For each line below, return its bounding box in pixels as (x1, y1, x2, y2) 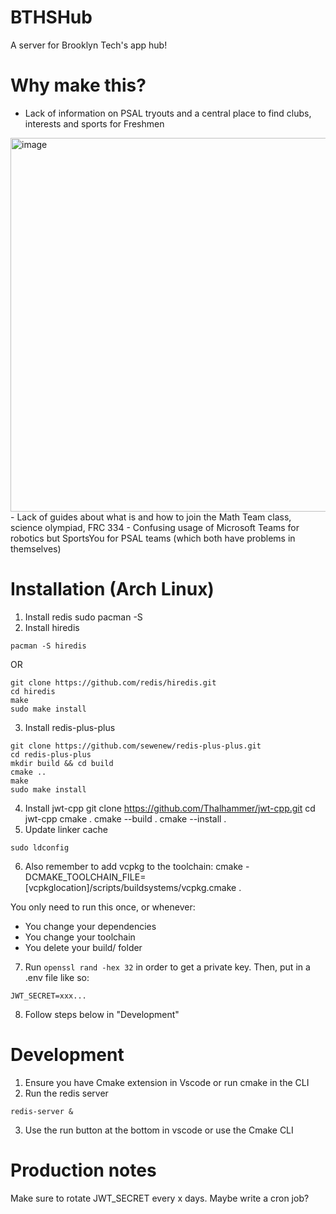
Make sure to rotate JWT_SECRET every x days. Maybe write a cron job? (10, 1192, 310, 1204)
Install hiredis (24, 621, 80, 633)
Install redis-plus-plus (24, 721, 116, 733)
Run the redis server (24, 1087, 109, 1099)
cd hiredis (10, 686, 56, 696)
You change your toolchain (24, 931, 136, 943)
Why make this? (10, 74, 147, 97)
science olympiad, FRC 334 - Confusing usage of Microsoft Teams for (10, 521, 300, 533)
